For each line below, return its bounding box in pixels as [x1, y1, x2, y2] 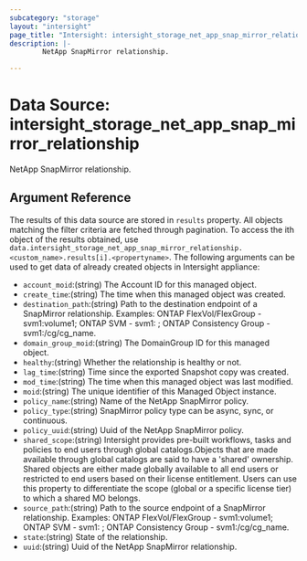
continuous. [22, 415, 69, 426]
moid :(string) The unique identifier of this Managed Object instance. [22, 386, 277, 397]
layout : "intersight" [9, 22, 92, 31]
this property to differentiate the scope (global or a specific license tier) [22, 482, 292, 493]
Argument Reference [9, 190, 132, 206]
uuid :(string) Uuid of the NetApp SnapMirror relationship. [22, 541, 238, 552]
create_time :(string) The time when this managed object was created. [22, 289, 286, 300]
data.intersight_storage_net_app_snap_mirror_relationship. [9, 243, 244, 252]
